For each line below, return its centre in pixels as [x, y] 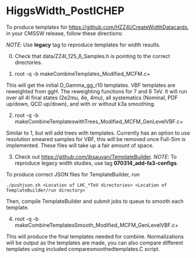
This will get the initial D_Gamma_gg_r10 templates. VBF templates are [91, 85]
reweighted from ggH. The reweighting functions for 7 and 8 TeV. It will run [97, 91]
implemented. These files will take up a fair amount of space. [80, 145]
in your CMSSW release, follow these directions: [65, 33]
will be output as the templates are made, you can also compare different [95, 243]
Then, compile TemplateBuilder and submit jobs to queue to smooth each [95, 201]
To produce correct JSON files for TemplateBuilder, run [73, 174]
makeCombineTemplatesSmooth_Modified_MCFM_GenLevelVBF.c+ [97, 225]
